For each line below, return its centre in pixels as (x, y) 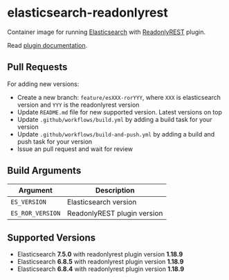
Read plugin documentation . (47, 45)
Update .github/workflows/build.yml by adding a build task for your (114, 119)
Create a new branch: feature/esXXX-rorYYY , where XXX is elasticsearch (119, 97)
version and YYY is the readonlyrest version (78, 105)
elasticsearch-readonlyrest (88, 13)
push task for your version (55, 141)
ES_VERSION (28, 202)
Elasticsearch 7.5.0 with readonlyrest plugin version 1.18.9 (100, 254)
